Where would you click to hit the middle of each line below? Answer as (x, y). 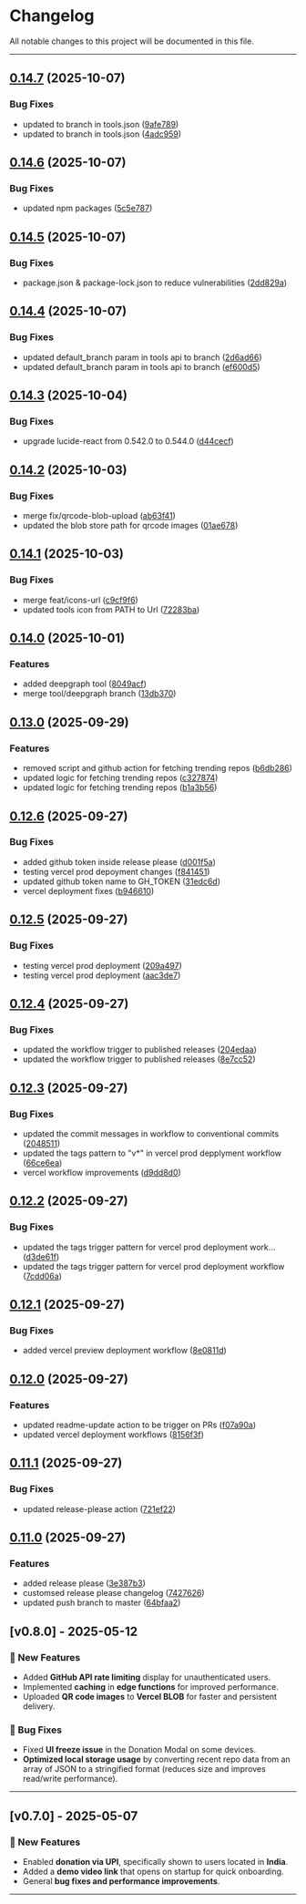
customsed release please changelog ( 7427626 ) (113, 1593)
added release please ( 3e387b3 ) (84, 1583)
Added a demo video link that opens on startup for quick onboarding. (153, 1871)
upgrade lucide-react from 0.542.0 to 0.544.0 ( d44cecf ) (128, 441)
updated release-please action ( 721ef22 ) (99, 1508)
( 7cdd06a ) (42, 1276)
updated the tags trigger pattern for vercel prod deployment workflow (153, 1266)
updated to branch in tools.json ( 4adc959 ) (102, 134)
